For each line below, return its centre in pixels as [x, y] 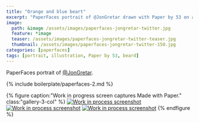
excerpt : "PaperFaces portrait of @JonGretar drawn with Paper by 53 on [98, 17]
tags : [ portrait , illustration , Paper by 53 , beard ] [73, 56]
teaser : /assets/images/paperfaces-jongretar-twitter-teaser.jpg [94, 39]
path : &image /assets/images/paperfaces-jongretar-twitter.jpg [91, 28]
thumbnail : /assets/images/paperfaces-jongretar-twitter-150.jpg [94, 45]
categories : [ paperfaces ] [38, 50]
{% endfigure [174, 108]
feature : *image [31, 34]
